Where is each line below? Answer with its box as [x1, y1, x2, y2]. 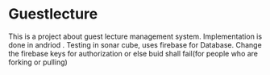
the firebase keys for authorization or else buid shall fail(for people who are [8, 48, 259, 58]
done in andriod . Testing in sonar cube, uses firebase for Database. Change [8, 40, 262, 49]
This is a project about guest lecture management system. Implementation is [8, 31, 263, 41]
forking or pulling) [8, 57, 69, 67]
